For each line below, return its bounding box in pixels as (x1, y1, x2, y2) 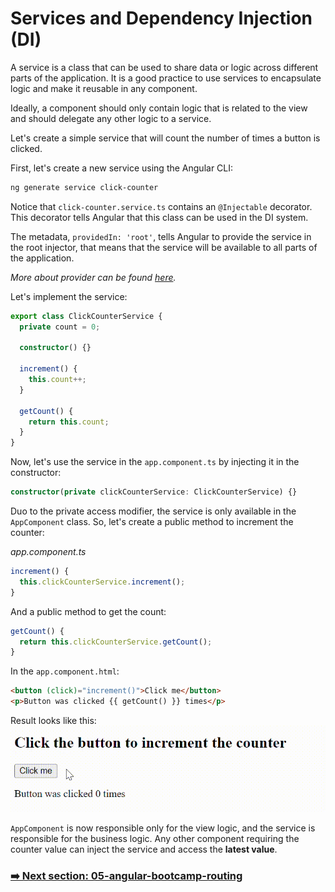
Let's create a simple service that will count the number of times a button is (10, 132, 321, 144)
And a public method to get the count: (10, 605, 167, 617)
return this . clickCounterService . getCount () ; (19, 637, 213, 647)
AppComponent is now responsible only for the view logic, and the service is (10, 822, 316, 834)
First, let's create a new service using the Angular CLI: (10, 162, 234, 174)
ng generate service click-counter (10, 182, 159, 192)
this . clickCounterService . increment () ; (19, 577, 186, 587)
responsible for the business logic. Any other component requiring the (10, 833, 300, 844)
